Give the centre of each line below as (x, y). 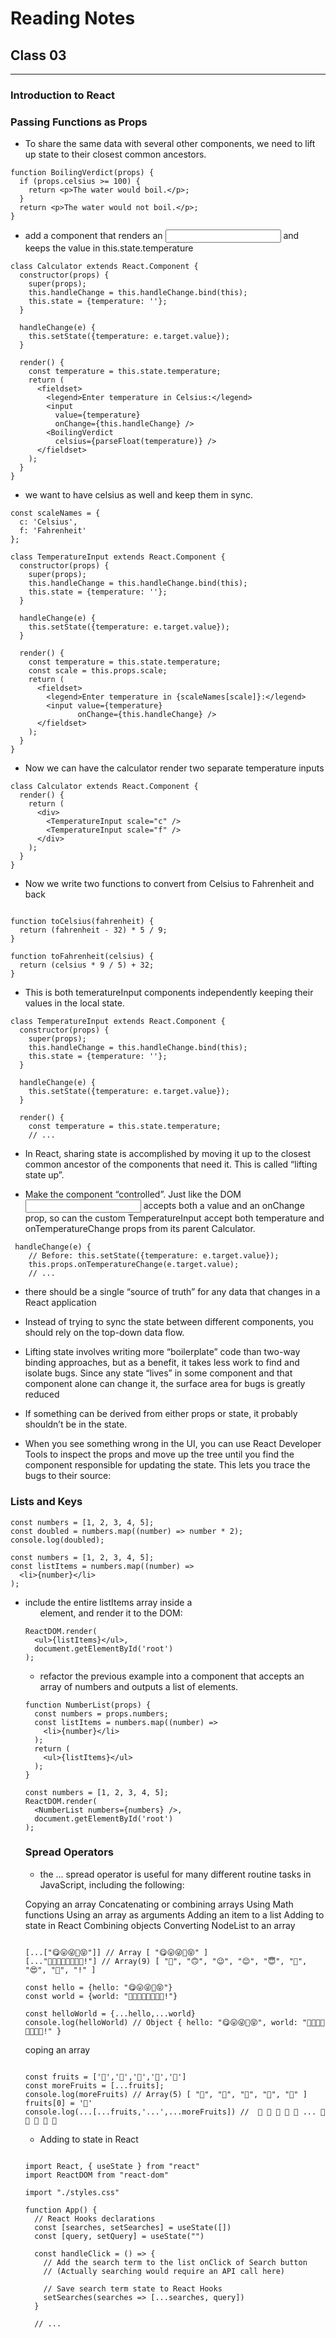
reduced (42, 1394)
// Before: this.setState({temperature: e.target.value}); (154, 1256)
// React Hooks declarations (95, 2218)
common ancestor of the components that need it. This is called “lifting (171, 1164)
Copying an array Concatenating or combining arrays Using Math (159, 1904)
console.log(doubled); (57, 1540)
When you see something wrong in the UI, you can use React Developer (173, 1444)
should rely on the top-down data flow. (104, 1333)
